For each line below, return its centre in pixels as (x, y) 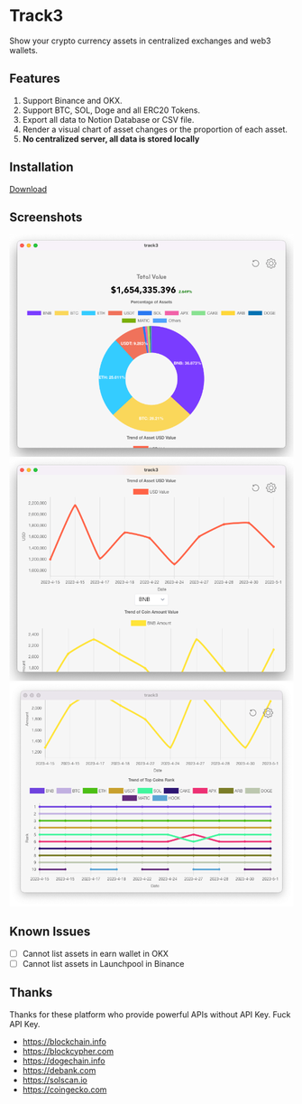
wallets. (24, 50)
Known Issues (50, 932)
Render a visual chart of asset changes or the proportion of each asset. (155, 129)
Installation (41, 167)
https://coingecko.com (64, 1090)
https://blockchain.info (64, 1041)
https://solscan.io (55, 1080)
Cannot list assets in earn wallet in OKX (96, 953)
